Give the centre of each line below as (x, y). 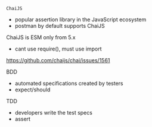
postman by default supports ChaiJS (60, 26)
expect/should (32, 90)
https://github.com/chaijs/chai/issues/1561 (58, 60)
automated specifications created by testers (69, 83)
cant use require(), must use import (58, 49)
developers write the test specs (53, 112)
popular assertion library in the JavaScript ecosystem (80, 20)
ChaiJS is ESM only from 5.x (41, 37)
